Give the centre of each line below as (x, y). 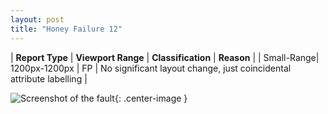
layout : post (37, 19)
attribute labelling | (49, 78)
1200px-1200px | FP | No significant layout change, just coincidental (151, 68)
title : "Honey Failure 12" (66, 29)
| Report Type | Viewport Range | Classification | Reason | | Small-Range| (165, 57)
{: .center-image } (151, 98)
